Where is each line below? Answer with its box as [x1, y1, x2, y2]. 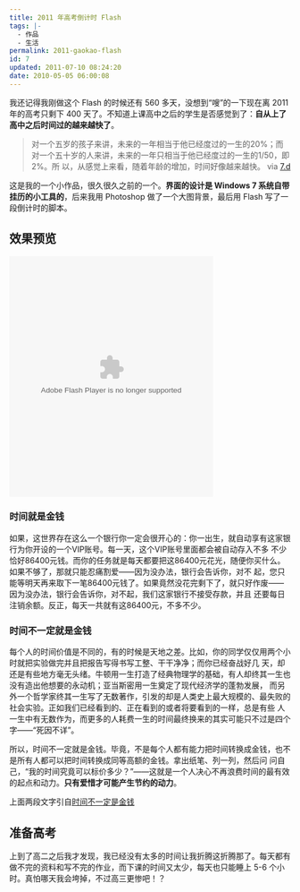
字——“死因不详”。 [9, 725, 79, 735]
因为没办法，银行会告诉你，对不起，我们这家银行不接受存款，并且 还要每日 [9, 588, 286, 599]
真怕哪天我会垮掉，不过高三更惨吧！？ [24, 872, 166, 883]
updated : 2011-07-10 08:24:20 [9, 64, 122, 73]
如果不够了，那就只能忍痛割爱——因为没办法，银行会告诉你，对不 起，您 [9, 566, 278, 577]
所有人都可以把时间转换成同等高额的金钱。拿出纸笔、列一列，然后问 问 [16, 755, 278, 766]
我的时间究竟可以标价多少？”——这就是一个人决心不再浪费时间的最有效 [28, 767, 290, 777]
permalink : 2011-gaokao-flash [9, 47, 122, 56]
